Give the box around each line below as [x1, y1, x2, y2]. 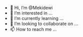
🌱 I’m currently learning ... [10, 15, 64, 21]
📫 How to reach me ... [10, 26, 57, 32]
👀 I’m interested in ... [10, 10, 53, 16]
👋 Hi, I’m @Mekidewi [10, 5, 53, 10]
